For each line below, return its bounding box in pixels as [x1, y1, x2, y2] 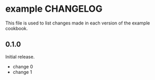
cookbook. [5, 25, 28, 31]
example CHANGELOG [5, 3, 103, 15]
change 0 [12, 63, 33, 69]
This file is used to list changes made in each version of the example [5, 20, 150, 26]
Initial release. [5, 54, 35, 60]
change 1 [12, 69, 32, 75]
